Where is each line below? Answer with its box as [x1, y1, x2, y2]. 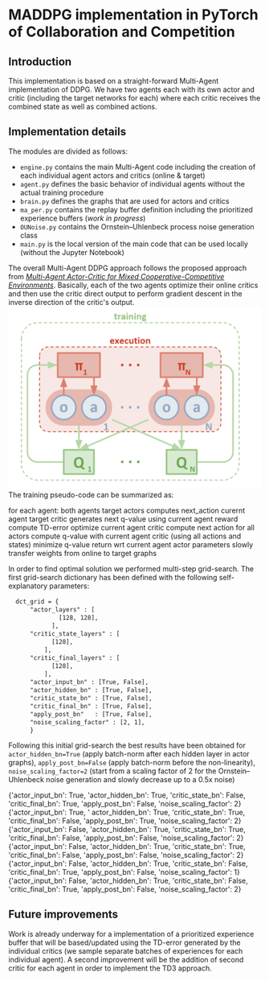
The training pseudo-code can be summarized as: [8, 490, 174, 500]
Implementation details [8, 125, 127, 138]
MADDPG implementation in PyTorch [8, 6, 259, 24]
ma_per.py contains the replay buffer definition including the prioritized [19, 204, 253, 214]
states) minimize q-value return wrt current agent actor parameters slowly [8, 540, 254, 550]
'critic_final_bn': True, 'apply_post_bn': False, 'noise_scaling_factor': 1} [8, 868, 241, 877]
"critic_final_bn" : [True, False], [29, 703, 153, 711]
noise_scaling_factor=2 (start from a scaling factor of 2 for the [8, 766, 217, 776]
